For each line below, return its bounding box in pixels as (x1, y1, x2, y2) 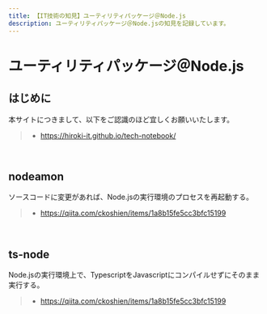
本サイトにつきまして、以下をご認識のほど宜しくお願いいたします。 (8, 114, 235, 124)
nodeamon (8, 169, 65, 183)
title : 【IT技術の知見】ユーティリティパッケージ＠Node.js (8, 11, 186, 20)
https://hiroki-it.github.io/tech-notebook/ (40, 130, 176, 140)
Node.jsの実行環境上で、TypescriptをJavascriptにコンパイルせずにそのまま (8, 270, 261, 280)
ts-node (8, 248, 50, 261)
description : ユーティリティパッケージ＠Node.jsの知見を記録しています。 (8, 19, 231, 28)
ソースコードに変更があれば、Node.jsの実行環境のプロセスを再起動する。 (8, 192, 253, 202)
